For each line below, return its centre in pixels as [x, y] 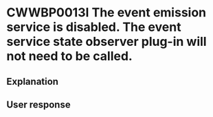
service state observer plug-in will [106, 42]
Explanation [33, 81]
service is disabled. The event [94, 27]
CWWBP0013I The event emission [106, 13]
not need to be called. [70, 56]
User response [38, 104]
